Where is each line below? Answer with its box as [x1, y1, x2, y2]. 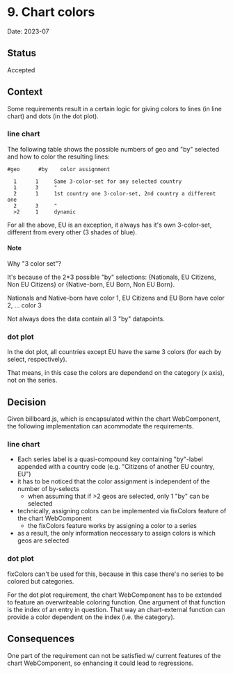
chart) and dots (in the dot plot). [7, 112, 99, 120]
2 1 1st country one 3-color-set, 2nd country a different [13, 190, 216, 197]
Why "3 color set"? [7, 259, 61, 268]
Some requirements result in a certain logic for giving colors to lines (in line [7, 104, 223, 113]
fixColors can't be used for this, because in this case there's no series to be [7, 570, 224, 578]
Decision [7, 396, 47, 408]
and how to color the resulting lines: [7, 152, 110, 161]
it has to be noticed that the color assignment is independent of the [17, 477, 210, 486]
